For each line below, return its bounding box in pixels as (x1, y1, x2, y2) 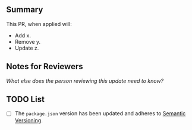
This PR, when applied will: (6, 20, 73, 27)
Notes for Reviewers (6, 61, 83, 71)
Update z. (14, 44, 39, 51)
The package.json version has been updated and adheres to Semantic (14, 110, 186, 117)
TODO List (6, 95, 45, 105)
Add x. (14, 32, 32, 39)
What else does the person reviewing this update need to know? (6, 77, 164, 84)
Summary (6, 5, 43, 15)
